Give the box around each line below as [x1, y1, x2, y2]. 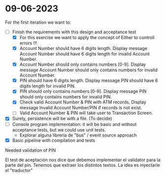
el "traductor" [5, 167, 33, 173]
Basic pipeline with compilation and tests [12, 137, 95, 143]
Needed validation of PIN [5, 147, 56, 153]
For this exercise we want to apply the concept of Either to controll [19, 35, 155, 40]
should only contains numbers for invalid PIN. [19, 94, 112, 100]
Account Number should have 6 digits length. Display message [19, 45, 148, 51]
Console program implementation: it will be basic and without [12, 121, 137, 127]
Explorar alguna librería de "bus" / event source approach [19, 132, 137, 138]
